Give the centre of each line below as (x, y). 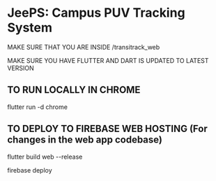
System (30, 28)
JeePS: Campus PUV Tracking (97, 13)
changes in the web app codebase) (85, 140)
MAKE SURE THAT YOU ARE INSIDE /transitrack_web (84, 47)
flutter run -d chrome (38, 107)
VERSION (21, 68)
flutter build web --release (45, 157)
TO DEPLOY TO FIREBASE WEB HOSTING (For (107, 129)
